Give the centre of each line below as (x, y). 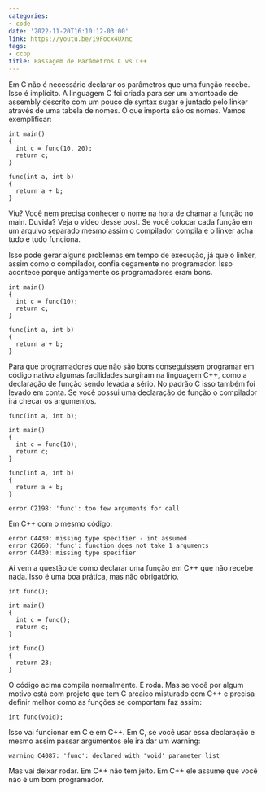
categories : (28, 16)
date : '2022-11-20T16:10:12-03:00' (69, 31)
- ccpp (20, 54)
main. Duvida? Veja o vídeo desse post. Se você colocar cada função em (131, 221)
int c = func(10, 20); (54, 148)
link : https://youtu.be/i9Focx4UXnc (70, 39)
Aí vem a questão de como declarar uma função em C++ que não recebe (131, 567)
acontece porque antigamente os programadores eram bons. (111, 272)
